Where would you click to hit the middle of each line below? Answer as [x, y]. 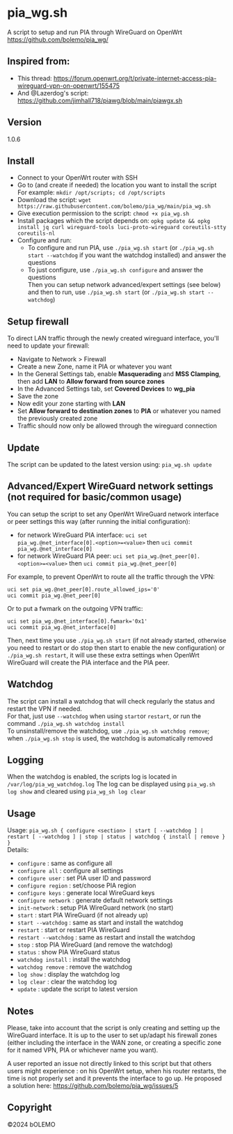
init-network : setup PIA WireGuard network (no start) [95, 908]
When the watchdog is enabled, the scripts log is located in [92, 777]
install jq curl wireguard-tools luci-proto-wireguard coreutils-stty [122, 228]
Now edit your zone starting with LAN [71, 404]
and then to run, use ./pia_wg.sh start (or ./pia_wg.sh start [116, 292]
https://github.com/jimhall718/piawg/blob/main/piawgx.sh [100, 100]
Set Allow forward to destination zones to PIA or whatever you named [119, 411]
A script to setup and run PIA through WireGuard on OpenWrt [95, 32]
